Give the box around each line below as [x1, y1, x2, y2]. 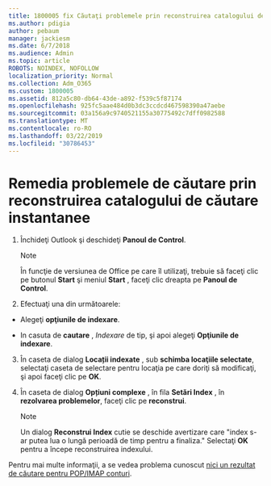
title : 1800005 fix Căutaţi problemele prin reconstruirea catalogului [8, 11, 254, 20]
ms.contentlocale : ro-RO [8, 124, 92, 132]
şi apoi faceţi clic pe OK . [19, 372, 102, 382]
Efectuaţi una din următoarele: [19, 300, 121, 309]
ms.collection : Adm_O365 [8, 79, 92, 87]
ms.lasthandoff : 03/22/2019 [8, 132, 103, 140]
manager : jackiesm [8, 34, 70, 43]
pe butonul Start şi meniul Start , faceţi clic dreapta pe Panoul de [19, 275, 238, 285]
